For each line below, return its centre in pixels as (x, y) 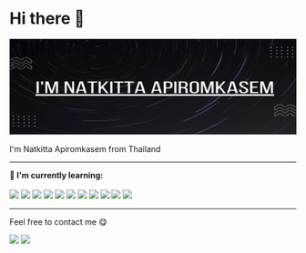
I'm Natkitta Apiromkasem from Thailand (85, 149)
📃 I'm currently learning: (56, 176)
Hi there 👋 (47, 19)
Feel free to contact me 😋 (58, 222)
